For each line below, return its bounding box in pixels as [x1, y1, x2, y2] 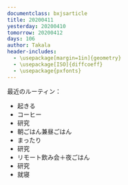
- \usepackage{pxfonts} [13, 67, 81, 74]
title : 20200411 [7, 16, 54, 23]
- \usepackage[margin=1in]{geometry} [13, 55, 122, 62]
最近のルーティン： [7, 87, 62, 95]
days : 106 [7, 36, 36, 42]
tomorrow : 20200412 [7, 29, 63, 36]
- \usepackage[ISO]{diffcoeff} [13, 61, 103, 68]
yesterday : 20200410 [7, 23, 67, 29]
